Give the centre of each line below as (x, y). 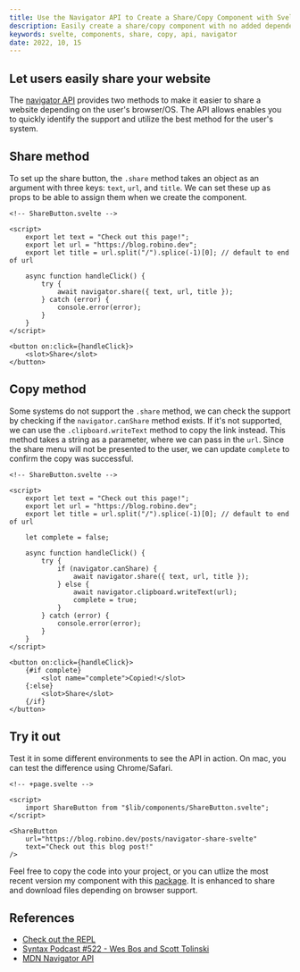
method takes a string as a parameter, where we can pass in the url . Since (146, 440)
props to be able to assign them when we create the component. (128, 197)
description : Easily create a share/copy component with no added (135, 26)
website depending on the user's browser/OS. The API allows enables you (146, 110)
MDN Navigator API (58, 959)
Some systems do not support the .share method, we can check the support (150, 411)
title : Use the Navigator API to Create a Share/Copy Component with (142, 17)
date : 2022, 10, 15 (46, 42)
